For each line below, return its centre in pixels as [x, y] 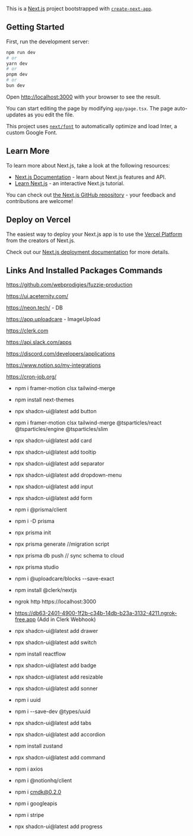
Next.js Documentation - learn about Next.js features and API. [90, 177]
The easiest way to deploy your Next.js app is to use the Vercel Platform [94, 234]
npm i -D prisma [34, 521]
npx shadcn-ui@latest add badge [56, 666]
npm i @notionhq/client [43, 781]
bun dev [16, 85]
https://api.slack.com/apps [39, 342]
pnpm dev [17, 75]
